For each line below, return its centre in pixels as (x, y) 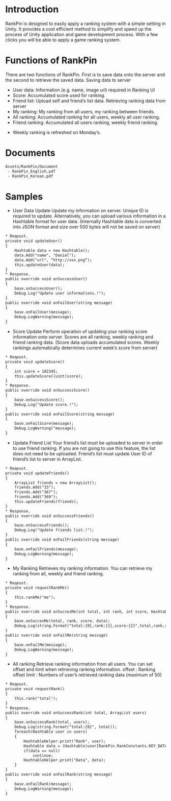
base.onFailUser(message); (43, 312)
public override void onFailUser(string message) (59, 303)
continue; (43, 756)
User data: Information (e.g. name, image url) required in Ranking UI (84, 90)
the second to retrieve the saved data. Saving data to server (68, 80)
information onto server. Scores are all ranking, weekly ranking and (83, 337)
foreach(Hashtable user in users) (51, 732)
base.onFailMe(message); (41, 645)
